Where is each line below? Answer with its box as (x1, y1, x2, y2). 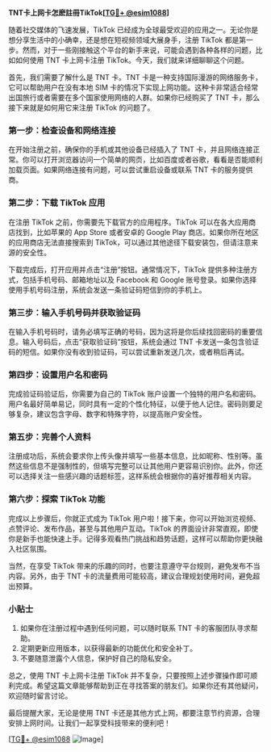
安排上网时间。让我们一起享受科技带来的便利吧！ (8, 718, 171, 728)
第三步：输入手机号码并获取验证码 (8, 307, 141, 318)
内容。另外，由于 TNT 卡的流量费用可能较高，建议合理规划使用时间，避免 (8, 571, 253, 581)
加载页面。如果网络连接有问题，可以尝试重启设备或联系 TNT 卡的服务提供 (8, 165, 253, 174)
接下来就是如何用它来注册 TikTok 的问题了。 (8, 103, 155, 112)
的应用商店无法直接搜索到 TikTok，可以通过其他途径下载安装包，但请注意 (8, 237, 252, 247)
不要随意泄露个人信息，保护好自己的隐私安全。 (19, 653, 176, 663)
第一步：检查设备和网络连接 (8, 124, 116, 136)
